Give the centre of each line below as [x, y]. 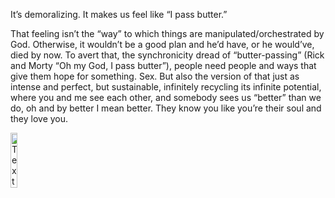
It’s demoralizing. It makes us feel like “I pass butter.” [119, 14]
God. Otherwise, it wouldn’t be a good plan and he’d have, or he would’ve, [162, 44]
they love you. [39, 118]
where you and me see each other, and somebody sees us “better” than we [166, 97]
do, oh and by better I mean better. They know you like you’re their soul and [166, 108]
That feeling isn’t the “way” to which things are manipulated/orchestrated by [167, 33]
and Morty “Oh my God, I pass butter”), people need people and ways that [163, 65]
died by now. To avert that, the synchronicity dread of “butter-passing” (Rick [167, 55]
